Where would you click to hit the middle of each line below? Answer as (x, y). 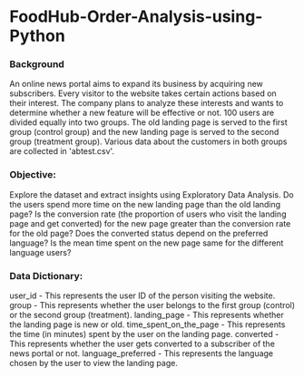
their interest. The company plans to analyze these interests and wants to (147, 103)
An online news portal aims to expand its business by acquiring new (136, 84)
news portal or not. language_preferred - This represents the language (142, 353)
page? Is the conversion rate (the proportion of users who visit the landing (148, 214)
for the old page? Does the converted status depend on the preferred (139, 233)
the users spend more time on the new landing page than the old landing (145, 204)
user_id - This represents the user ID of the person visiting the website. (142, 295)
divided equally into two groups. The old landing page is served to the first (148, 122)
